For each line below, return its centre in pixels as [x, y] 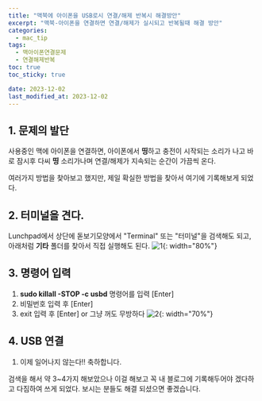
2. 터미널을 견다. [46, 215]
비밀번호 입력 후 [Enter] [56, 303]
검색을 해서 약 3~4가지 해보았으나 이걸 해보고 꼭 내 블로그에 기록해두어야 [121, 379]
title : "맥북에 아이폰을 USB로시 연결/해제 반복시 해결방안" [94, 15]
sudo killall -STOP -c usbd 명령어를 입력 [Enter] [97, 294]
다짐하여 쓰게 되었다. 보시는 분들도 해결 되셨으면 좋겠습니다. [108, 388]
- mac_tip [31, 38]
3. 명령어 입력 [40, 274]
